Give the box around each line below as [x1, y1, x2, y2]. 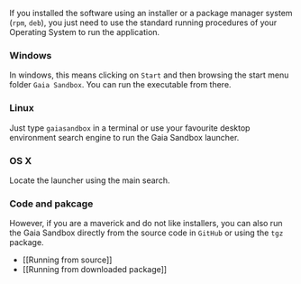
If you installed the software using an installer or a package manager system [9, 8, 293, 18]
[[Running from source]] [22, 254, 113, 265]
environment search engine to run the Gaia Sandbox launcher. [9, 132, 240, 142]
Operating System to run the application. [9, 27, 160, 37]
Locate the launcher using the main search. [9, 175, 170, 186]
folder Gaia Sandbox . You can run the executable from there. [9, 79, 232, 90]
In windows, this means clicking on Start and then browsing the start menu [9, 69, 289, 80]
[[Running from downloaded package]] [22, 264, 168, 275]
